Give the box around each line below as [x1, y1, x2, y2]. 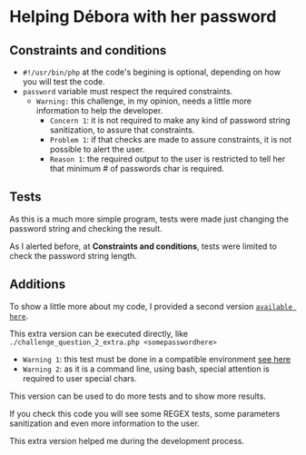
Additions [9, 277, 66, 292]
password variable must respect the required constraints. [22, 86, 233, 96]
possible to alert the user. [49, 143, 145, 154]
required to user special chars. [22, 372, 138, 383]
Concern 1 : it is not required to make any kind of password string [49, 115, 291, 125]
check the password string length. [9, 250, 138, 261]
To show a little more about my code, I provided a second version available [9, 301, 293, 312]
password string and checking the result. [9, 223, 163, 233]
